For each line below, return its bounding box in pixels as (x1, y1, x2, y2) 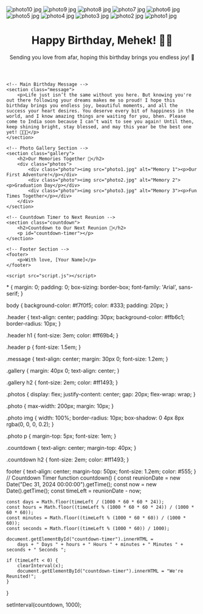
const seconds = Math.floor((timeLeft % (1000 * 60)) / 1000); (6, 525, 170, 531)
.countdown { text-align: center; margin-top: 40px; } (6, 444, 137, 451)
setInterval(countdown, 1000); (6, 601, 82, 608)
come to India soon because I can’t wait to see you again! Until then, (6, 119, 194, 125)
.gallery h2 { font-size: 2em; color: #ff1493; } (6, 379, 119, 386)
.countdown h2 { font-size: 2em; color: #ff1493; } (6, 456, 129, 463)
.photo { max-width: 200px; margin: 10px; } (6, 402, 114, 410)
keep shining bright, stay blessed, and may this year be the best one (6, 123, 191, 130)
